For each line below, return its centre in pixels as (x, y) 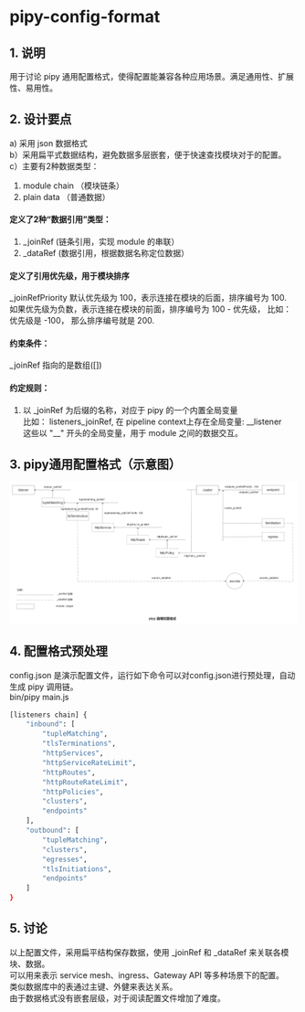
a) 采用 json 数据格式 (49, 143)
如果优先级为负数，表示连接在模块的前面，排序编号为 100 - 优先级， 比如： (151, 309)
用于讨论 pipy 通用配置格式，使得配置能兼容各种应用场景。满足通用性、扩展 (152, 76)
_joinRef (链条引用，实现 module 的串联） (101, 242)
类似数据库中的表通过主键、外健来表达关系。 (94, 986)
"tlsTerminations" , (79, 744)
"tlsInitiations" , (77, 869)
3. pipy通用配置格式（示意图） (95, 465)
